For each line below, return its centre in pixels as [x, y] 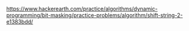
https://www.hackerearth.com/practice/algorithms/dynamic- [82, 9]
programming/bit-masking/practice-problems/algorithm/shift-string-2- [95, 15]
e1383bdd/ [20, 22]
